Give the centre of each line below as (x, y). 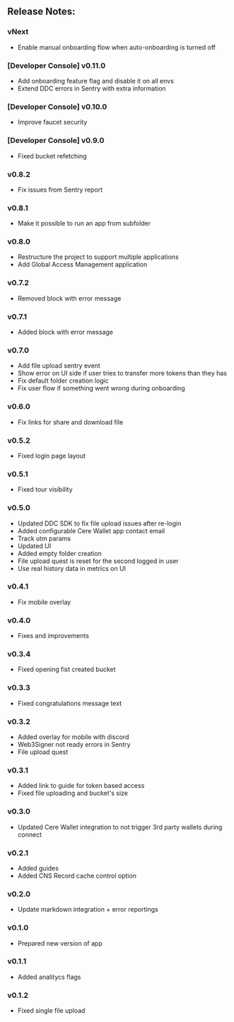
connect (30, 835)
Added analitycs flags (49, 977)
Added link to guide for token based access (81, 786)
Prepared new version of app (60, 943)
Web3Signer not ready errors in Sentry (74, 745)
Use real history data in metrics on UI (71, 568)
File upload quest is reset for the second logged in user (98, 561)
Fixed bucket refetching (52, 156)
